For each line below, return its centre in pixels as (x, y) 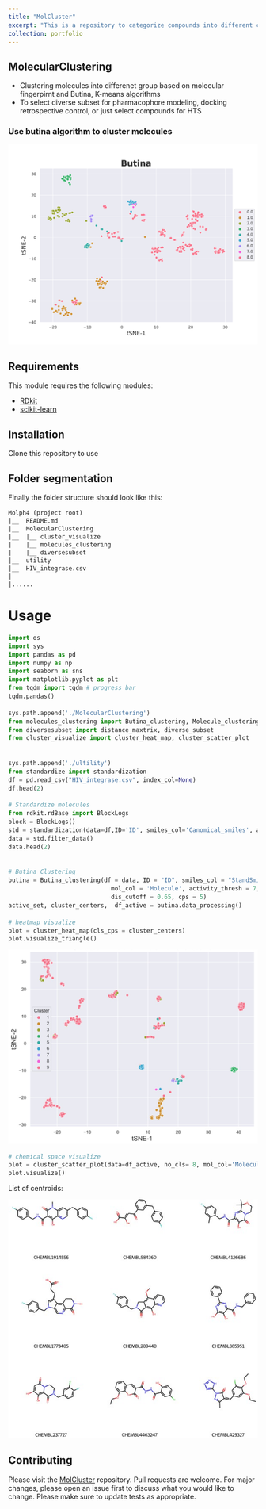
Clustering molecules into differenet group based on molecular (122, 86)
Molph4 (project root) (46, 513)
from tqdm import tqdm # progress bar (72, 688)
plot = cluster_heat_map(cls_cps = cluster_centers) (97, 931)
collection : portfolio (46, 33)
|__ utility (30, 561)
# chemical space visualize (55, 1157)
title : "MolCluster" (42, 17)
